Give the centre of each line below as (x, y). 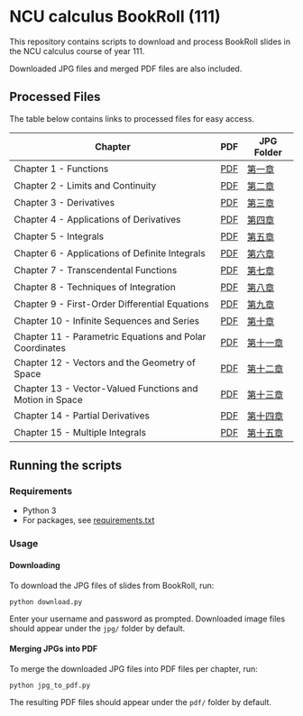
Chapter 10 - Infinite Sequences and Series (107, 320)
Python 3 (39, 510)
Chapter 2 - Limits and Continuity (85, 185)
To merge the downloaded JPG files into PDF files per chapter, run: (134, 668)
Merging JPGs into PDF (53, 649)
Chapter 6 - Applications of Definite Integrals (110, 252)
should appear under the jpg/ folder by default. (97, 628)
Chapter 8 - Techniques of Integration (95, 287)
